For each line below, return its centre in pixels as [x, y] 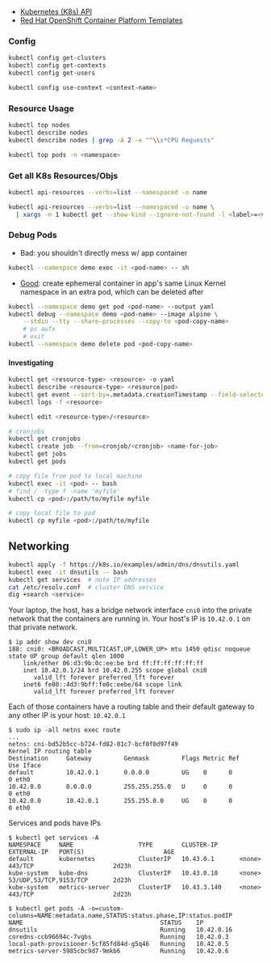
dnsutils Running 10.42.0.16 [120, 930]
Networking [39, 546]
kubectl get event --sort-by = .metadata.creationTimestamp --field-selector [138, 395]
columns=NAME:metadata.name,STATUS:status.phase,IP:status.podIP [120, 916]
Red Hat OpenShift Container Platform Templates [101, 20]
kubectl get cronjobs [45, 439]
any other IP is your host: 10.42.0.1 [67, 715]
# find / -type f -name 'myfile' [65, 491]
